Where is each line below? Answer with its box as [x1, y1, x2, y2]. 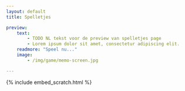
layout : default [6, 8, 46, 15]
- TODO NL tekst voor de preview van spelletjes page [27, 36, 162, 42]
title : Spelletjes [6, 14, 51, 20]
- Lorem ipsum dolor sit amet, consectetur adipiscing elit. [27, 41, 180, 47]
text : [16, 30, 31, 36]
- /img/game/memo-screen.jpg [27, 57, 99, 63]
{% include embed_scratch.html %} [6, 79, 92, 86]
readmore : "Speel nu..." [16, 46, 78, 53]
